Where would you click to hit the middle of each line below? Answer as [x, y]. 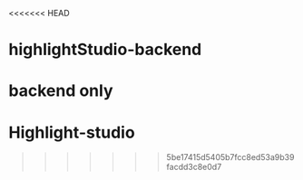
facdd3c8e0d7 [194, 167]
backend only [61, 91]
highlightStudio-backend [105, 50]
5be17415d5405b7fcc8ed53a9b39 [230, 157]
